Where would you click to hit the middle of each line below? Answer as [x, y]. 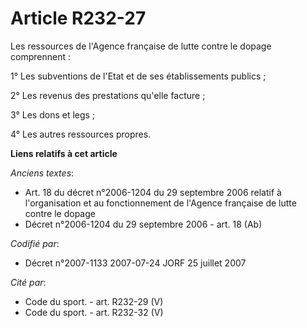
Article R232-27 [78, 18]
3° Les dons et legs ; [53, 114]
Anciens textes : [42, 173]
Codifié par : [35, 243]
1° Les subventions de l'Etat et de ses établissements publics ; [138, 76]
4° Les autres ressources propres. [81, 134]
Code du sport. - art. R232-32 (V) [94, 312]
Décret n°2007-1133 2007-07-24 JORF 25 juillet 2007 [135, 263]
